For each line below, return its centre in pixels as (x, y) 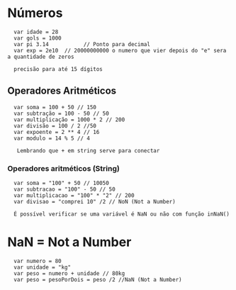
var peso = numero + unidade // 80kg (69, 273)
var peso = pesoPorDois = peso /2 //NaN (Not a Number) (98, 279)
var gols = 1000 (38, 38)
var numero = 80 (38, 261)
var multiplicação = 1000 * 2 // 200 (69, 119)
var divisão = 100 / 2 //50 (55, 126)
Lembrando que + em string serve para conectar (88, 150)
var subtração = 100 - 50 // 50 (62, 113)
